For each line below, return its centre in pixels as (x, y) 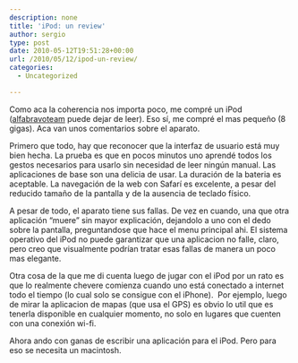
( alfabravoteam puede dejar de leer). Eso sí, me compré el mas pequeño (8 (148, 118)
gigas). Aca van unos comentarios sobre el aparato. (105, 128)
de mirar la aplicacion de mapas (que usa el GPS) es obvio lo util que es (141, 304)
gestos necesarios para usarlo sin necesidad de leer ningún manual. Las (143, 164)
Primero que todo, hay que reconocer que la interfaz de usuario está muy (145, 145)
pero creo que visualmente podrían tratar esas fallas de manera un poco (142, 248)
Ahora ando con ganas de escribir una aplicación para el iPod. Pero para (143, 341)
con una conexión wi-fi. (53, 323)
